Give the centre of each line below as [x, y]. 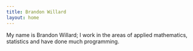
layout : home [23, 18]
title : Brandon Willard [36, 12]
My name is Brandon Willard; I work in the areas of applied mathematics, [97, 35]
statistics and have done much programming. [63, 41]
